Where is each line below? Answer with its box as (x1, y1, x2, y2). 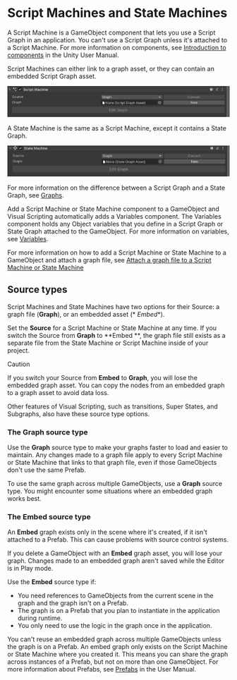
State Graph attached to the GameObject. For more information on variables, (7, 227, 229, 236)
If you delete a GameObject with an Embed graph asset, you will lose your (7, 549, 223, 558)
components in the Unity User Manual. (7, 51, 119, 59)
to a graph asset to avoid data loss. (7, 388, 109, 396)
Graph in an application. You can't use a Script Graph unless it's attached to (7, 35, 228, 44)
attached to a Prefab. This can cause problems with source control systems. (7, 535, 229, 544)
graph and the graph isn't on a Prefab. (17, 599, 129, 607)
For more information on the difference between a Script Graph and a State (7, 183, 226, 192)
